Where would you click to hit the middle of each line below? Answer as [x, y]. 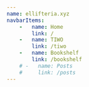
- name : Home [41, 27]
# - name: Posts [46, 66]
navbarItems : [26, 20]
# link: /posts [48, 72]
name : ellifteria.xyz [38, 14]
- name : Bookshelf [49, 53]
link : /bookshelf [57, 60]
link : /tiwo [49, 46]
